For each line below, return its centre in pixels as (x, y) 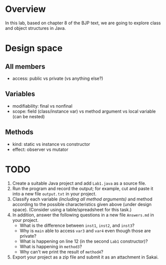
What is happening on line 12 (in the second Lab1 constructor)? (84, 241)
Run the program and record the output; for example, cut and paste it (83, 188)
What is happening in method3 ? (51, 246)
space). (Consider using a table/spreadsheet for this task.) (72, 209)
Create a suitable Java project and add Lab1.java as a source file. (79, 183)
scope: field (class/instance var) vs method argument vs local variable (84, 111)
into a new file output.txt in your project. (54, 194)
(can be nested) (28, 116)
